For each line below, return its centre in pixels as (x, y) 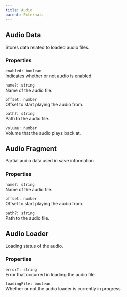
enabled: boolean (23, 71)
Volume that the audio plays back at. (43, 133)
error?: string (21, 269)
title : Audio (19, 10)
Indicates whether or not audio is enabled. (49, 76)
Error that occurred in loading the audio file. (51, 274)
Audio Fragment (31, 149)
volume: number (21, 128)
